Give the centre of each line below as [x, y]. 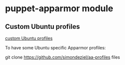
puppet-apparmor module [59, 9]
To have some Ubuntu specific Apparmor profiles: [56, 48]
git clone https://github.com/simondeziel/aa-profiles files [62, 57]
